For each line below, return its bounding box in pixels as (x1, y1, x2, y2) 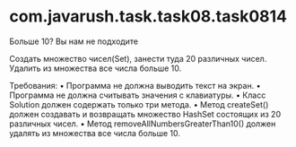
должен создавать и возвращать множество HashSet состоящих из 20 (9, 108, 281, 119)
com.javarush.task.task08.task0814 (9, 6, 288, 27)
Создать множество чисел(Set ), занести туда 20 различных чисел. (9, 53, 267, 64)
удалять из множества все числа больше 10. (9, 127, 181, 138)
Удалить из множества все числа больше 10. (9, 63, 182, 73)
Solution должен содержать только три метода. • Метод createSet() (9, 99, 269, 109)
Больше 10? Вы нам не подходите (9, 36, 139, 47)
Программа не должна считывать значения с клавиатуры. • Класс (9, 90, 266, 100)
